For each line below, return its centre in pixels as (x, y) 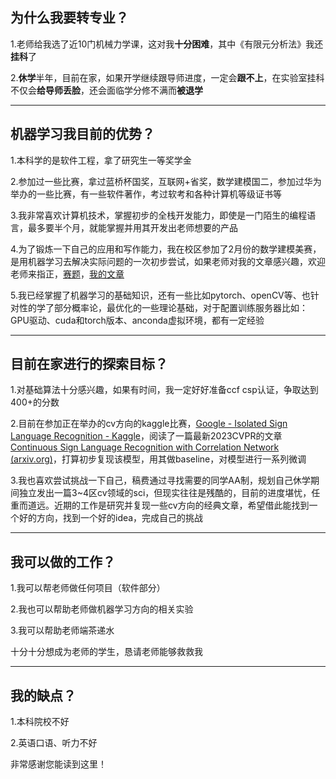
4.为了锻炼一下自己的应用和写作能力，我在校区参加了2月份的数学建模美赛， (166, 249)
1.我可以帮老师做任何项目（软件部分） (88, 588)
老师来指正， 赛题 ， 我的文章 (67, 274)
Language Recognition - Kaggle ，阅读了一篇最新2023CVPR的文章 (146, 436)
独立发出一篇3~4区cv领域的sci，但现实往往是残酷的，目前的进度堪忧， (165, 493)
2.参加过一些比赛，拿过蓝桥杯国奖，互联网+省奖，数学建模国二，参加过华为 (166, 181)
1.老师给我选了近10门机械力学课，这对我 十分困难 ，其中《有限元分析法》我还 (167, 44)
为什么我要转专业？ (69, 18)
